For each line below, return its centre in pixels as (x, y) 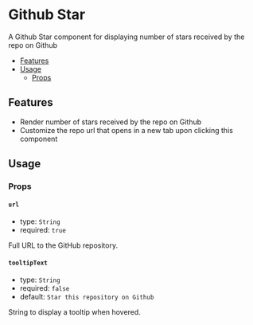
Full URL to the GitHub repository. (63, 245)
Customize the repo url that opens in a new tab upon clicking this (126, 130)
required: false (45, 288)
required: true (43, 230)
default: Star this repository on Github (87, 297)
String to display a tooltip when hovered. (74, 312)
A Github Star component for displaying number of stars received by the (127, 37)
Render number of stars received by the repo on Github (111, 122)
